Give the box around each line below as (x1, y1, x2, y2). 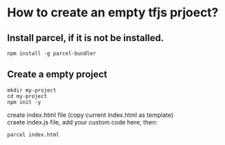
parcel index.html (7, 131, 59, 138)
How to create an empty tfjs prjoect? (7, 5, 219, 21)
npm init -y (7, 98, 41, 105)
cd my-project (7, 92, 48, 100)
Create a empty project (7, 68, 107, 80)
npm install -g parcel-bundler (7, 50, 96, 57)
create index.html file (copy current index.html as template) (7, 111, 174, 119)
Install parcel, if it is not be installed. (7, 32, 164, 44)
